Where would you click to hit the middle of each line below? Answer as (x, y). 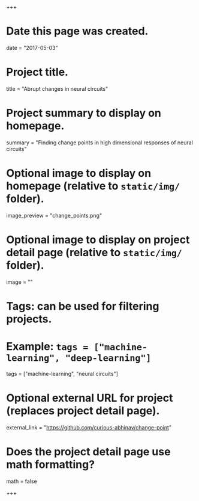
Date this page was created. (77, 31)
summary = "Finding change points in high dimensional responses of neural (100, 143)
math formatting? (50, 464)
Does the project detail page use (88, 451)
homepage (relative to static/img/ (93, 186)
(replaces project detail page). (83, 411)
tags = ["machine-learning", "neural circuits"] (62, 373)
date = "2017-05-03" (32, 48)
